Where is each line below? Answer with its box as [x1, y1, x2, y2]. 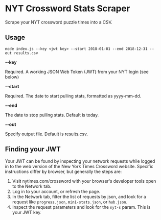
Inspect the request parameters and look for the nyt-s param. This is [12, 204, 151, 210]
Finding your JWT [5, 145, 61, 153]
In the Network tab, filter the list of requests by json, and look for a [12, 194, 146, 199]
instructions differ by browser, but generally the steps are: [5, 169, 122, 174]
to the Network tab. [12, 183, 51, 189]
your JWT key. [12, 209, 42, 215]
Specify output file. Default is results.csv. [5, 131, 88, 137]
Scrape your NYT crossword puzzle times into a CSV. [5, 19, 113, 25]
